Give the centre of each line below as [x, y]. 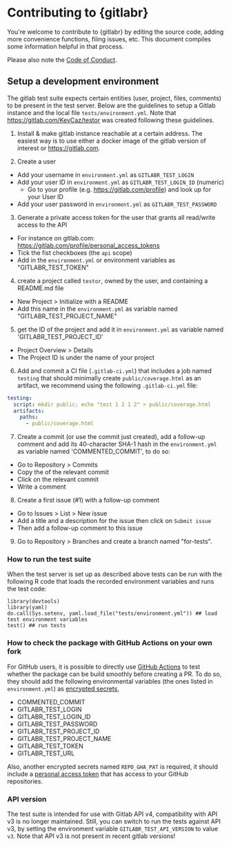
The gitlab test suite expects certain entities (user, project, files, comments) [114, 98]
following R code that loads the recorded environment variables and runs [111, 582]
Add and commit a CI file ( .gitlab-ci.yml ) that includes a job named [114, 371]
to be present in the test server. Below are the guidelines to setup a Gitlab [111, 105]
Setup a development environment [83, 82]
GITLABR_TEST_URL [46, 753]
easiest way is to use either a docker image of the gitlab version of [112, 141]
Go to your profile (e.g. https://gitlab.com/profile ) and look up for [119, 189]
